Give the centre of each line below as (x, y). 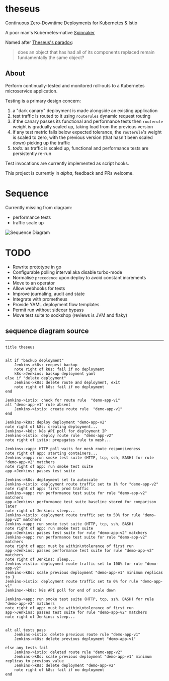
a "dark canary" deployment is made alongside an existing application (85, 110)
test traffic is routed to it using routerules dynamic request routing (81, 116)
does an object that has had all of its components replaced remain (86, 52)
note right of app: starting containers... (52, 453)
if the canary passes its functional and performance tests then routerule (88, 121)
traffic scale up (28, 222)
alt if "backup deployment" (35, 361)
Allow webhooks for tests (39, 288)
